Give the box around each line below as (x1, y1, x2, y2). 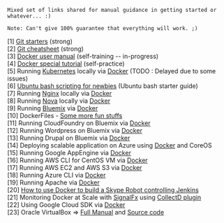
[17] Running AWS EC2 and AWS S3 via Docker (7, 164, 142, 171)
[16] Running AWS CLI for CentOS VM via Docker (7, 156, 148, 164)
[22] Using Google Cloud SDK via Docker (7, 201, 126, 209)
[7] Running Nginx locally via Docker (7, 89, 112, 97)
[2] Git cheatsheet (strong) (7, 45, 84, 52)
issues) (7, 74, 29, 82)
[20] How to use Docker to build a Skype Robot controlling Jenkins (7, 186, 199, 194)
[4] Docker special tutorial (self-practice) (7, 59, 125, 68)
